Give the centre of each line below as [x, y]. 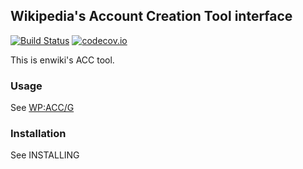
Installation [38, 134]
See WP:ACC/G [42, 108]
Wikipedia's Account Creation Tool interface [151, 16]
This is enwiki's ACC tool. [62, 60]
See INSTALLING [45, 155]
